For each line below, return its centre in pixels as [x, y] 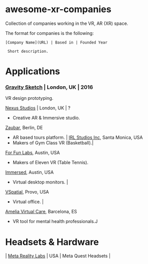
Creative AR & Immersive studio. [46, 118]
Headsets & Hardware [52, 242]
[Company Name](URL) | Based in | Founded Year [57, 42]
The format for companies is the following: [49, 33]
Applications [33, 71]
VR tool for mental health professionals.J [55, 221]
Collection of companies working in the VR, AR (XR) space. [67, 23]
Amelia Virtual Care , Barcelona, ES [41, 212]
